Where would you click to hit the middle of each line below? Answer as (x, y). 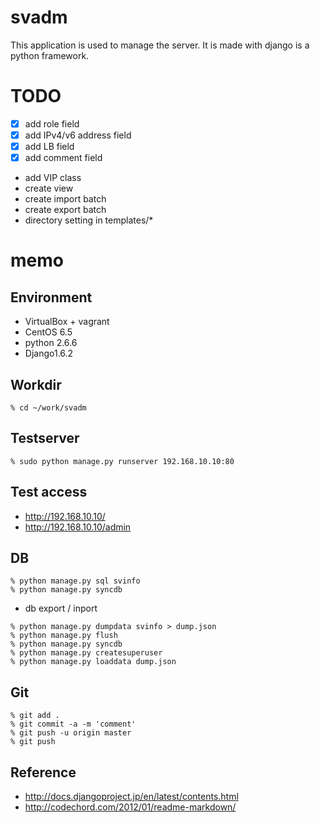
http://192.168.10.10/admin (78, 527)
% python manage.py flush (64, 636)
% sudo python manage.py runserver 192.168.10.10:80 (122, 461)
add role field (52, 123)
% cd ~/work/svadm (48, 407)
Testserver (45, 438)
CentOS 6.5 (48, 332)
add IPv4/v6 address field (78, 135)
